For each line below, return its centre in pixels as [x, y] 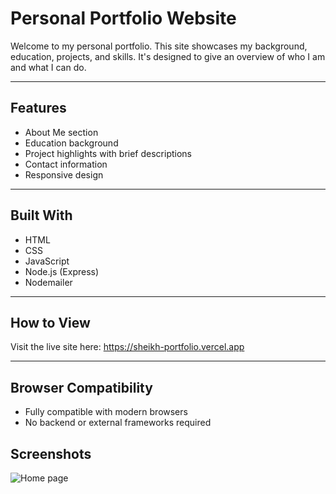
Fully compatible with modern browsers [106, 412]
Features [38, 108]
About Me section [61, 132]
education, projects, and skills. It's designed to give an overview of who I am [168, 56]
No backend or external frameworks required [118, 423]
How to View [50, 322]
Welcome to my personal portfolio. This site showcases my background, [159, 46]
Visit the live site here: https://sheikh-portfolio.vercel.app [127, 347]
